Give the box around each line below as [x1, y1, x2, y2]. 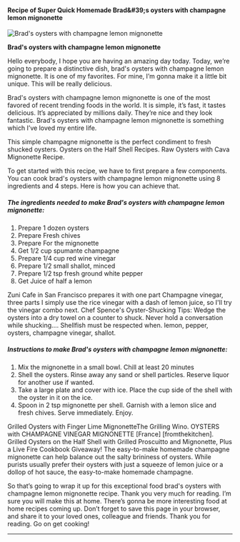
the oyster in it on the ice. [17, 393, 93, 402]
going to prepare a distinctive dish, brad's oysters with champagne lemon [7, 64, 224, 73]
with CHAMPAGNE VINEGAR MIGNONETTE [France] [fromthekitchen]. [7, 430, 214, 438]
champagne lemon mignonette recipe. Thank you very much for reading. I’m [7, 489, 231, 498]
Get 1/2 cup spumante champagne [17, 246, 120, 255]
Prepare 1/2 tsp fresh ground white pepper [17, 269, 144, 278]
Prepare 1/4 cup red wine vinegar [17, 254, 116, 263]
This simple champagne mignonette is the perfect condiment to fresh [7, 138, 211, 146]
